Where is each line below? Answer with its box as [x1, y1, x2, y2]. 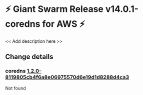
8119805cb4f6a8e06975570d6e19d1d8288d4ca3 [5, 74, 129, 81]
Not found [5, 85, 26, 91]
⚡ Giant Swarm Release [5, 3, 104, 15]
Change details [5, 53, 53, 61]
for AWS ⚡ [42, 18, 85, 30]
